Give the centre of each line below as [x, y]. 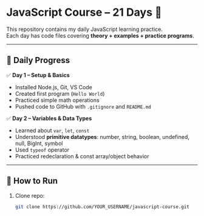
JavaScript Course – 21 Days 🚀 [84, 12]
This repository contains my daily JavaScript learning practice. [84, 29]
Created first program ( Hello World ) [60, 93]
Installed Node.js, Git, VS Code [53, 87]
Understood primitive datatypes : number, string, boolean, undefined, [102, 137]
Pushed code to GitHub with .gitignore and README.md [83, 106]
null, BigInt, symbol [39, 143]
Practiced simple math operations [57, 100]
